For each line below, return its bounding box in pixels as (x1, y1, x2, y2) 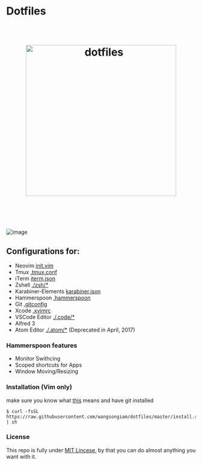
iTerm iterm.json (14, 275, 56, 282)
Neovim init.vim (14, 261, 54, 269)
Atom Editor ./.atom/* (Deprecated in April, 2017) (14, 326, 135, 333)
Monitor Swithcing (14, 355, 61, 362)
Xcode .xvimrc (14, 307, 51, 314)
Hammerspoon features (6, 341, 78, 350)
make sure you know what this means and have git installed (6, 397, 154, 404)
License (6, 433, 30, 441)
